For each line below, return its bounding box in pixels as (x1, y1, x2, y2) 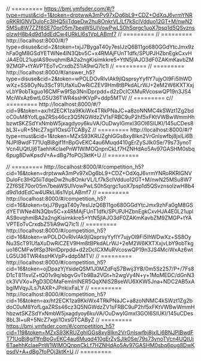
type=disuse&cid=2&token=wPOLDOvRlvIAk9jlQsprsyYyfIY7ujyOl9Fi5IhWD (6, 75, 193, 82)
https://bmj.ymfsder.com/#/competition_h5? (6, 323, 115, 329)
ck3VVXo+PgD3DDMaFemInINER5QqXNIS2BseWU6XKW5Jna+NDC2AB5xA (6, 278, 195, 285)
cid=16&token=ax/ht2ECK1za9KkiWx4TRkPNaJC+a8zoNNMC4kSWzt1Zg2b (6, 297, 193, 304)
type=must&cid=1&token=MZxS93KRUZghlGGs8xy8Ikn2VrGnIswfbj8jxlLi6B (6, 133, 193, 140)
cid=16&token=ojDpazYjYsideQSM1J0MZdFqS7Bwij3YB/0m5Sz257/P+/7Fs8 (6, 265, 194, 272)
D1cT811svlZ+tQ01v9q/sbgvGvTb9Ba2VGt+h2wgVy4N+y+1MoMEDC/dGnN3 (6, 272, 194, 278)
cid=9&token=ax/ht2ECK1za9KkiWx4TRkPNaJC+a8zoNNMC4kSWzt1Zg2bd (6, 107, 194, 114)
